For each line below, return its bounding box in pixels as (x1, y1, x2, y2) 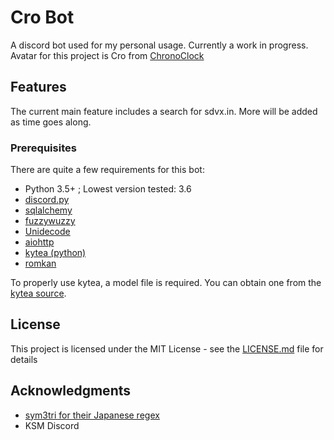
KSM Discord (24, 419, 80, 431)
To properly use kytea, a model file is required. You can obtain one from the (10, 277, 322, 289)
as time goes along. (10, 116, 92, 128)
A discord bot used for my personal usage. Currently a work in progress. (10, 39, 309, 51)
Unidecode (24, 226, 71, 238)
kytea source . (10, 287, 67, 300)
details (10, 353, 38, 365)
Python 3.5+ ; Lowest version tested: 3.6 (24, 183, 192, 195)
